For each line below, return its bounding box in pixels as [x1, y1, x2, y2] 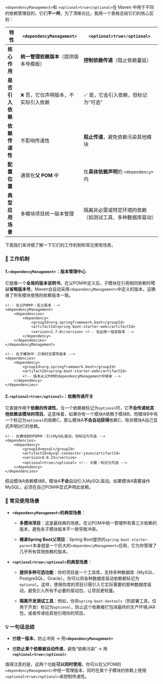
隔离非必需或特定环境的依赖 [83, 207, 147, 213]
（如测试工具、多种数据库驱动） [83, 214, 157, 221]
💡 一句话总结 [5, 623, 35, 630]
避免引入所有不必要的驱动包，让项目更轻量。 [28, 588, 117, 593]
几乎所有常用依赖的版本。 [19, 549, 71, 554]
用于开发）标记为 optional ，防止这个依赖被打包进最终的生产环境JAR [19, 604, 156, 610]
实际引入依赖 [20, 99, 50, 106]
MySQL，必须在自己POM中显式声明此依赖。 [5, 484, 94, 490]
